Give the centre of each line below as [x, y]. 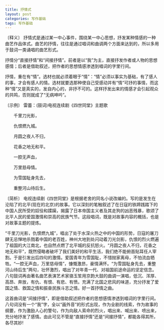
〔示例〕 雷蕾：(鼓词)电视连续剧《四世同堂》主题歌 [57, 105]
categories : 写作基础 [26, 19]
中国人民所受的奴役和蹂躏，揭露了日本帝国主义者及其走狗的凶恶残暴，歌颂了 [82, 211]
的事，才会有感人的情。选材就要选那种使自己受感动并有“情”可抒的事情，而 [80, 83]
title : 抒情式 [18, 10]
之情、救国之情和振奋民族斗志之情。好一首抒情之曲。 [62, 288]
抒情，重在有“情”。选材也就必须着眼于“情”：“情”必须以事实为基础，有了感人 [81, 77]
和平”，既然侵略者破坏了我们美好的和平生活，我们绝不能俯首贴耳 [79, 252]
